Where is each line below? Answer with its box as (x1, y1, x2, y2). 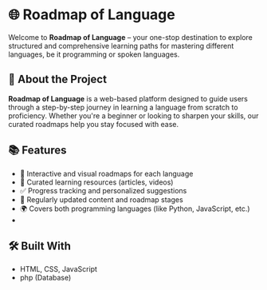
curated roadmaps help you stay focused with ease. (8, 119, 179, 129)
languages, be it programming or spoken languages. (8, 50, 180, 59)
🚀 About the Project (8, 73, 108, 86)
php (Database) (19, 273, 72, 283)
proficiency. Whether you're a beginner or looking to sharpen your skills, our (8, 110, 259, 121)
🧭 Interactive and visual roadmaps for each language (19, 169, 194, 178)
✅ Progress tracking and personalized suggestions (19, 185, 187, 195)
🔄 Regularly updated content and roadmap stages (19, 194, 183, 205)
